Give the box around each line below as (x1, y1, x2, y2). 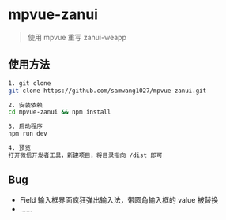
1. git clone (8, 79, 51, 88)
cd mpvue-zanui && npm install (8, 108, 111, 116)
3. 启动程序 (8, 122, 43, 131)
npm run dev (8, 130, 47, 138)
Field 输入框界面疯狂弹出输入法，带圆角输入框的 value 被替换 (19, 195, 219, 204)
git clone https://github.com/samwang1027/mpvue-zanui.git (8, 87, 207, 95)
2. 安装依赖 (8, 101, 43, 109)
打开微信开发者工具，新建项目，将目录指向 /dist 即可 (8, 151, 163, 159)
